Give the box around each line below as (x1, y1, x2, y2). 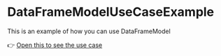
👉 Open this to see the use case (7, 41, 103, 49)
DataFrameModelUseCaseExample (7, 4, 215, 20)
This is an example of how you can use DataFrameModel (7, 27, 171, 35)
